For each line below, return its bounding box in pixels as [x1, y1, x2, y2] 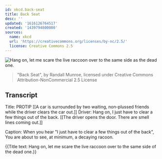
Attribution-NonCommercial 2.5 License [17, 77, 98, 83]
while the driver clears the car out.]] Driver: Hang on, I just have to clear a [5, 109, 153, 115]
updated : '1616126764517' [5, 21, 58, 26]
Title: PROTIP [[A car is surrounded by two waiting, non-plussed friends [5, 104, 149, 110]
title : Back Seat [5, 12, 40, 17]
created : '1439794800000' [5, 25, 58, 30]
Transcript [5, 91, 38, 99]
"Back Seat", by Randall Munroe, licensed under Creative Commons [17, 71, 154, 77]
